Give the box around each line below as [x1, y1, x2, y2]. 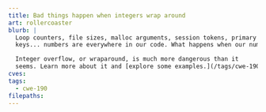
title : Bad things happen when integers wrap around [8, 11, 186, 20]
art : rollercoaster [8, 19, 73, 27]
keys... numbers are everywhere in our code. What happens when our [15, 41, 246, 49]
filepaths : [8, 91, 44, 99]
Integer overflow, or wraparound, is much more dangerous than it [15, 55, 239, 63]
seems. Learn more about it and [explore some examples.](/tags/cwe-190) [15, 62, 264, 71]
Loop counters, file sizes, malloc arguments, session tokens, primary [15, 33, 257, 42]
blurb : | [8, 26, 37, 34]
